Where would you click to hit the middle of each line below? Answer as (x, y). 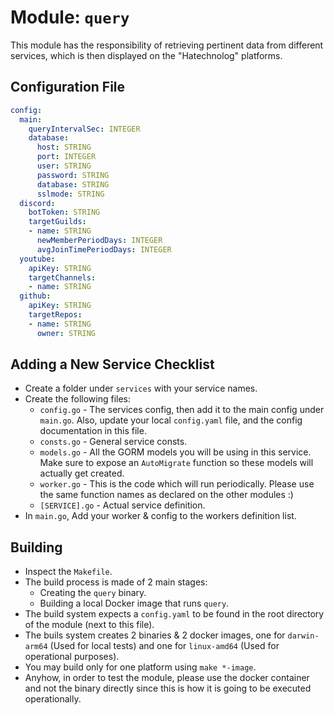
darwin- (303, 636)
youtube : (37, 259)
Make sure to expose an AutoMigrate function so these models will (176, 463)
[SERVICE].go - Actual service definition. (122, 505)
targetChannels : (62, 277)
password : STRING (73, 175)
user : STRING (64, 166)
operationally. (53, 699)
